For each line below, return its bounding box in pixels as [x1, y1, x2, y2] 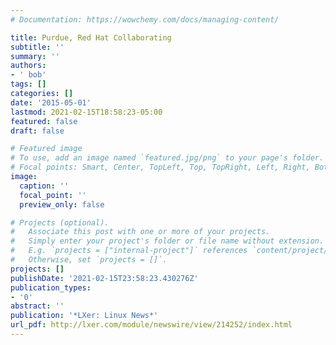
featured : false [10, 116, 78, 126]
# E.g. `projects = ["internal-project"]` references [10, 246, 248, 256]
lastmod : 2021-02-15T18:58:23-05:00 [10, 107, 163, 117]
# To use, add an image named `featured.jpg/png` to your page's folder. [10, 153, 325, 163]
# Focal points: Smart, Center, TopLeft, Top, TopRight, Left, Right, [10, 162, 311, 173]
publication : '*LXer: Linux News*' [10, 311, 159, 321]
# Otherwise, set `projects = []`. [10, 255, 168, 265]
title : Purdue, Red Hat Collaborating [10, 32, 172, 43]
